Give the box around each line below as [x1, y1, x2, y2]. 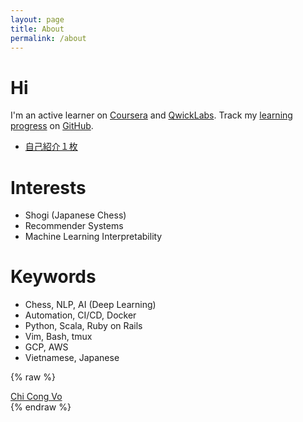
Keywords [10, 266, 97, 288]
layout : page [10, 14, 65, 25]
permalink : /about [10, 33, 87, 43]
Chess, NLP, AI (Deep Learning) [24, 299, 157, 311]
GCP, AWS [24, 341, 69, 353]
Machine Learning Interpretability [24, 231, 163, 243]
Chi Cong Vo [10, 391, 63, 403]
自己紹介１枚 [24, 141, 78, 153]
